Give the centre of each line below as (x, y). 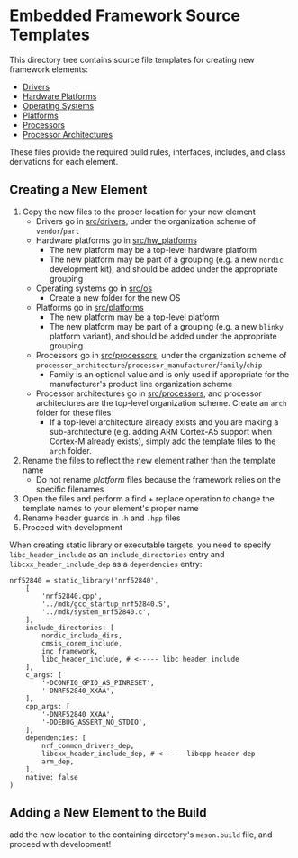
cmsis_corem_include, (82, 643)
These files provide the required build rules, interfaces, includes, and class (148, 152)
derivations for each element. (64, 161)
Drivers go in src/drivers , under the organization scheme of (146, 221)
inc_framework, (70, 651)
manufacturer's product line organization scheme (141, 384)
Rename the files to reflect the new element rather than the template (149, 460)
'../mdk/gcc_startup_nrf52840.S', (106, 604)
